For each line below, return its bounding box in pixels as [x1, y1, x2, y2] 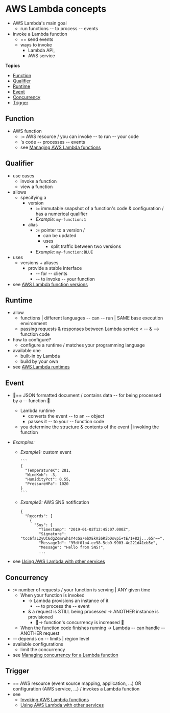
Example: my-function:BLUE [35, 248, 93, 255]
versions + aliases [20, 259, 59, 266]
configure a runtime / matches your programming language [20, 342, 145, 348]
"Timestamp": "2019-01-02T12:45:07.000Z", [38, 527, 131, 532]
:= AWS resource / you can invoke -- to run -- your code [20, 133, 139, 140]
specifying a [20, 194, 47, 200]
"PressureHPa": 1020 [25, 481, 69, 487]
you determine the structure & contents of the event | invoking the [20, 424, 159, 430]
